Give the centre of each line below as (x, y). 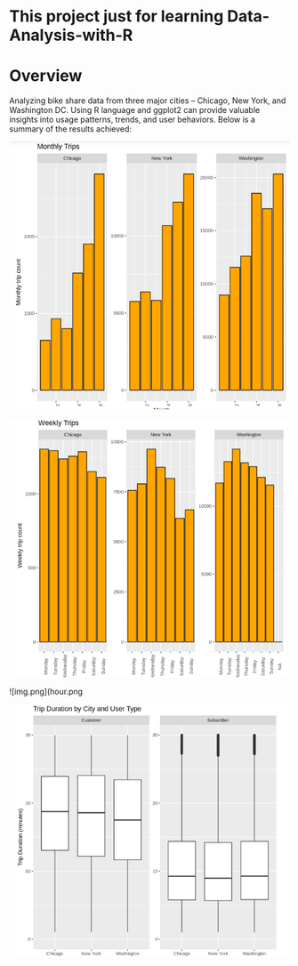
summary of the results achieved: (70, 129)
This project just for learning (117, 16)
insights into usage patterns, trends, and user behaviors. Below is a (133, 120)
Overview (46, 76)
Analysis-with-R (71, 35)
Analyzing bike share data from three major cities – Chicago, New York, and (148, 101)
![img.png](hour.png (46, 691)
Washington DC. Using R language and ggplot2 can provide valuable (135, 110)
